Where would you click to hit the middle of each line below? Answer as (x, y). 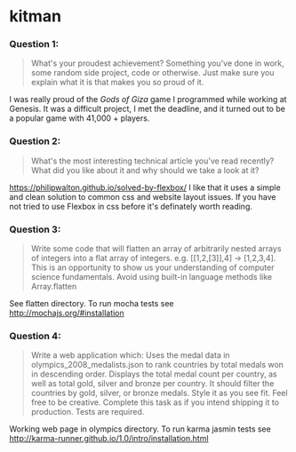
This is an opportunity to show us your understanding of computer (152, 267)
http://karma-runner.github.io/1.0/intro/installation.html (109, 439)
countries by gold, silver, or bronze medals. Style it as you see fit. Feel (159, 393)
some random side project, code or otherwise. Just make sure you (152, 73)
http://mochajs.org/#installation (67, 313)
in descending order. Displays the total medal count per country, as (154, 374)
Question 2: (35, 141)
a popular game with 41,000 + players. (80, 118)
